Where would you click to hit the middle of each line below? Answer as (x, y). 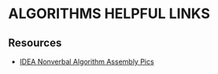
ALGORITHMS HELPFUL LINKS (109, 14)
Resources (35, 43)
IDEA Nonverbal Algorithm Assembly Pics (87, 61)
